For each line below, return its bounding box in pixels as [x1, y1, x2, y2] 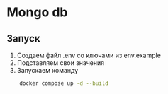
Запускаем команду [16, 66, 79, 74]
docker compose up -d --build [19, 80, 109, 87]
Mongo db [6, 4, 68, 20]
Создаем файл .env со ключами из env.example [16, 51, 161, 59]
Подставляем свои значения [16, 59, 105, 67]
